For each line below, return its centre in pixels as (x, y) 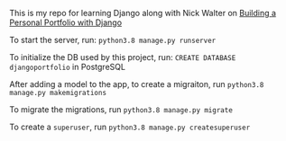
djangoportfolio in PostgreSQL (68, 67)
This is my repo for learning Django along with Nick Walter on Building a (143, 13)
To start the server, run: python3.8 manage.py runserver (113, 40)
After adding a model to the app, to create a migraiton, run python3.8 (137, 84)
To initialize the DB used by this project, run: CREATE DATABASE (123, 57)
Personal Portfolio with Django (66, 22)
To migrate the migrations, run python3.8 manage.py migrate (121, 110)
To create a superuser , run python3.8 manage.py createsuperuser (130, 127)
